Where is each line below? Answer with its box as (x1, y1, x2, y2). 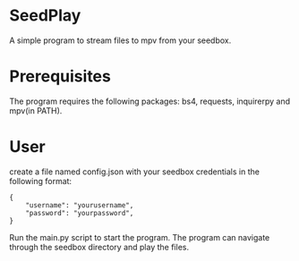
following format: (9, 175, 73, 186)
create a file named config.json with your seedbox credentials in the (9, 166, 260, 177)
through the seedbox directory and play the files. (9, 241, 190, 252)
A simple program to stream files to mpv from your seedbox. (9, 35, 232, 46)
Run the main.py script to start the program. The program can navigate (9, 232, 270, 242)
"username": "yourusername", (25, 200, 134, 210)
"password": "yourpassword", (25, 208, 134, 217)
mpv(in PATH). (9, 105, 63, 116)
